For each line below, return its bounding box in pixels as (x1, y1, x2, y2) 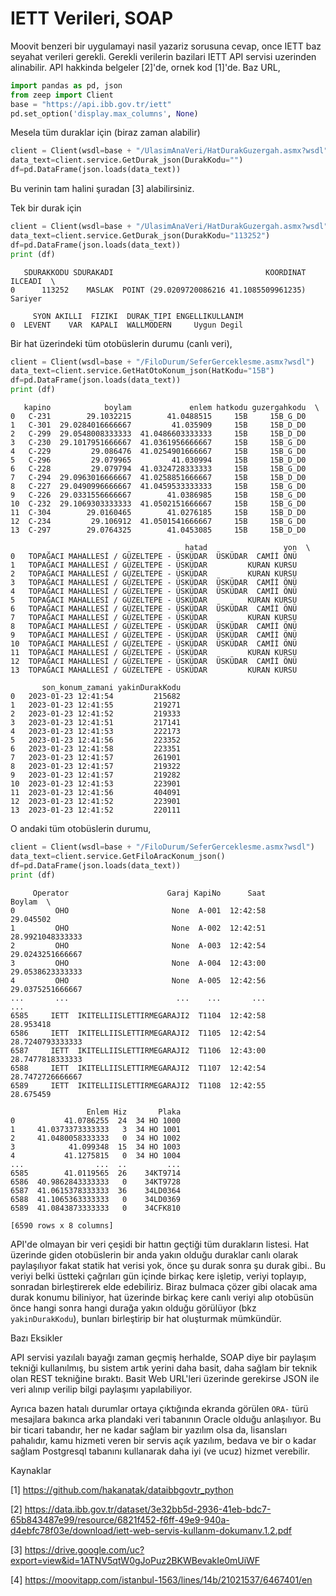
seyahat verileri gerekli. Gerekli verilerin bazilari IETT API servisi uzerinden (10, 50, 317, 62)
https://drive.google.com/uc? (24, 1543, 145, 1556)
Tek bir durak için (10, 202, 82, 214)
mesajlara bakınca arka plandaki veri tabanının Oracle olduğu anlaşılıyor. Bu (10, 1413, 322, 1425)
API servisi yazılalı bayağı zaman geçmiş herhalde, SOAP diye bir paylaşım (10, 1351, 317, 1363)
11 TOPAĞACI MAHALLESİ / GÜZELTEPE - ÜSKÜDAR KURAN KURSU (10, 648, 298, 658)
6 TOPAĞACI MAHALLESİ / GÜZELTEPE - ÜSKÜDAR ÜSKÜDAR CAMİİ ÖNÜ (10, 604, 298, 614)
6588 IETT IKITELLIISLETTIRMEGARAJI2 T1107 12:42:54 (10, 1063, 267, 1073)
